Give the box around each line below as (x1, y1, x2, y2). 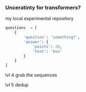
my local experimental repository (5, 16, 74, 22)
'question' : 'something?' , (23, 35, 80, 40)
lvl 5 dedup (5, 82, 29, 88)
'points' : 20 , (32, 44, 62, 49)
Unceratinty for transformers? (5, 4, 81, 11)
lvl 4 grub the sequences (5, 72, 57, 78)
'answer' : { (23, 39, 49, 44)
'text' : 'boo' (32, 49, 62, 54)
